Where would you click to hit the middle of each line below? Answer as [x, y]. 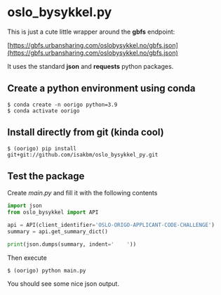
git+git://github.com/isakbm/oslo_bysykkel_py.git [83, 155]
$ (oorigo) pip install [42, 148]
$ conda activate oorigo [43, 111]
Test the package [46, 176]
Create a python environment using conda [101, 88]
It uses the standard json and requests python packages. [91, 66]
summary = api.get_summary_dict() [58, 232]
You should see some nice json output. [63, 283]
